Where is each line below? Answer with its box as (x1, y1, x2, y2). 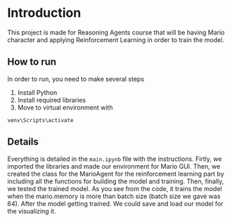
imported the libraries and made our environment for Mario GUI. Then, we (7, 162, 221, 170)
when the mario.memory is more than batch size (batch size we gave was (7, 192, 221, 200)
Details (7, 136, 39, 148)
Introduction (7, 5, 82, 21)
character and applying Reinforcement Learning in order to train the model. (7, 35, 225, 44)
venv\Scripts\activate (7, 117, 74, 124)
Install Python (17, 88, 58, 96)
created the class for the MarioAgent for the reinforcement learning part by (7, 169, 225, 178)
